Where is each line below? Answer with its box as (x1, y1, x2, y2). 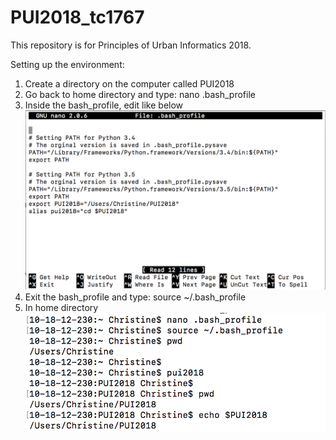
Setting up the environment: (10, 58, 125, 70)
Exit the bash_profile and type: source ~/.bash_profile (24, 291, 247, 303)
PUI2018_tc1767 (10, 6, 145, 29)
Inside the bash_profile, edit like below (24, 99, 184, 111)
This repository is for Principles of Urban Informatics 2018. (10, 39, 252, 51)
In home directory (24, 301, 99, 313)
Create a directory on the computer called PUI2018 (24, 77, 235, 90)
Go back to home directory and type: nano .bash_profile (24, 88, 256, 100)
